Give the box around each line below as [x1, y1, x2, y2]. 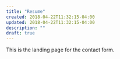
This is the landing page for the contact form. [6, 46, 115, 53]
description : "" [6, 25, 45, 31]
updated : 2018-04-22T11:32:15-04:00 [6, 19, 95, 25]
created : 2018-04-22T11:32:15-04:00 [6, 14, 95, 20]
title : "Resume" [6, 8, 45, 15]
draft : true [6, 30, 35, 36]
